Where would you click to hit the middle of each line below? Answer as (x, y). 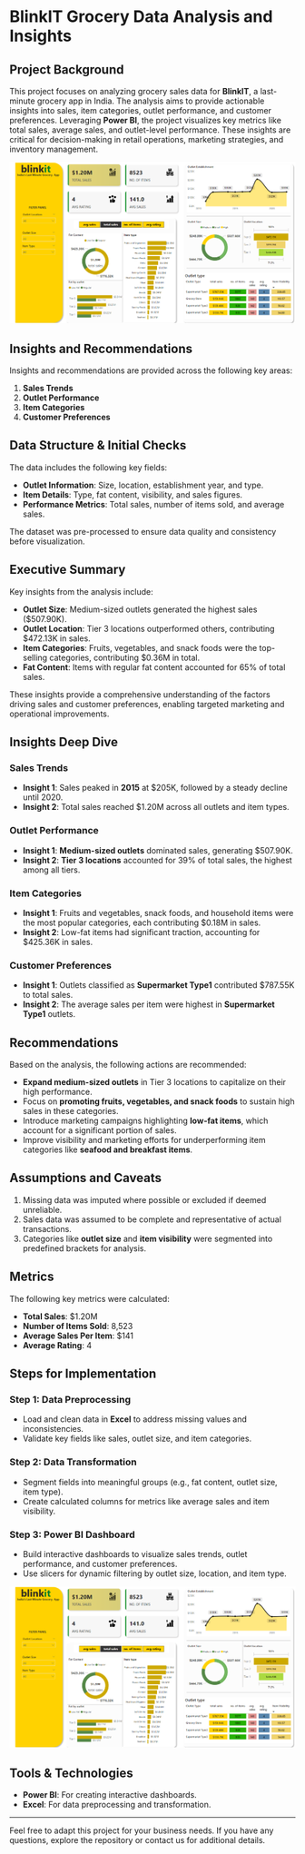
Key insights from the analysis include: (81, 591)
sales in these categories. (71, 1111)
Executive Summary (68, 570)
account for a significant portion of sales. (99, 1130)
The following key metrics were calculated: (89, 1298)
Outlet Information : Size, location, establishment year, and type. (143, 485)
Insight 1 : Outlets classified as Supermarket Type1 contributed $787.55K (158, 985)
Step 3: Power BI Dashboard (73, 1534)
